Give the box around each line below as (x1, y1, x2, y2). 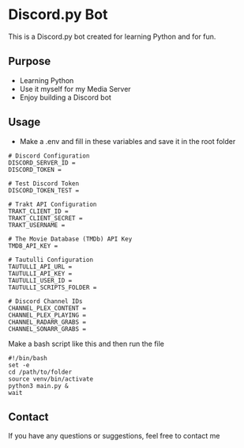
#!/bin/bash (8, 354, 47, 362)
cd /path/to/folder (8, 368, 73, 376)
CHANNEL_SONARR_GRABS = (8, 325, 87, 333)
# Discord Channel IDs (8, 297, 83, 306)
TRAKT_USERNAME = (8, 221, 66, 229)
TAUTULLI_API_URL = (8, 263, 73, 271)
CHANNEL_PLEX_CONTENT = (8, 304, 87, 312)
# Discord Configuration (8, 152, 90, 160)
